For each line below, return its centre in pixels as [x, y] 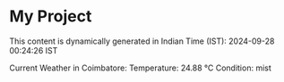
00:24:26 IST [34, 50]
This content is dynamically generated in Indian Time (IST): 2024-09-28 [142, 41]
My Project [51, 16]
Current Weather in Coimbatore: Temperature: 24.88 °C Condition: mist [140, 68]
